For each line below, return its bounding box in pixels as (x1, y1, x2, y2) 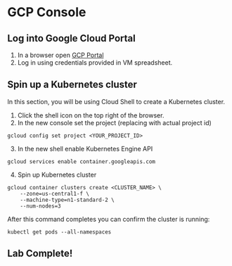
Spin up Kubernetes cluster (17, 170, 97, 179)
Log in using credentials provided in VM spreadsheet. (17, 58, 173, 67)
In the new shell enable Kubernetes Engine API (17, 144, 153, 153)
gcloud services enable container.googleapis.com (7, 158, 156, 165)
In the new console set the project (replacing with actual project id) (17, 118, 212, 127)
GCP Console (7, 4, 86, 20)
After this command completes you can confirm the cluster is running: (7, 215, 210, 223)
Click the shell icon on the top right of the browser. (17, 110, 165, 120)
